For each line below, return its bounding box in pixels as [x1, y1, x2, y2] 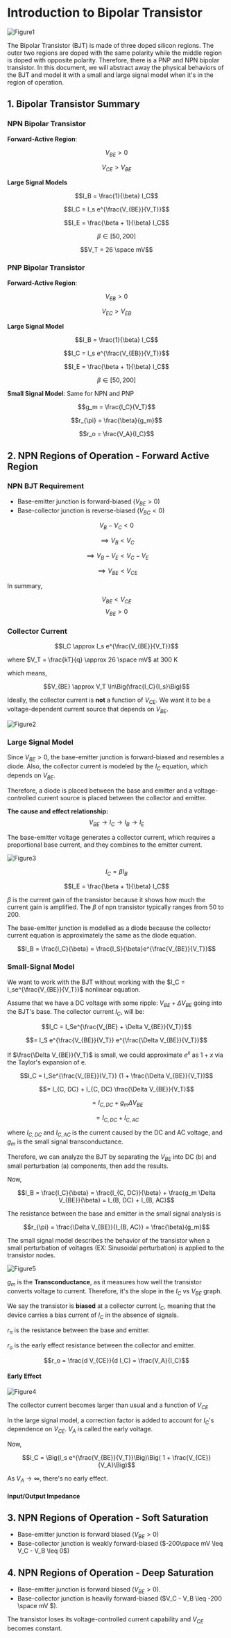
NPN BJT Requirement [7, 481, 85, 491]
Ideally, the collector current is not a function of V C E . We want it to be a [7, 696, 212, 706]
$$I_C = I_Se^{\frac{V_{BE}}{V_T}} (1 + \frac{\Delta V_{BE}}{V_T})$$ [19, 1071, 214, 1080]
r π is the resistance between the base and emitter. [7, 1326, 151, 1336]
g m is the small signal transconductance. [7, 1137, 123, 1148]
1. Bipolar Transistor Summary [7, 98, 140, 110]
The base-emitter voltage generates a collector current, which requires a [7, 833, 216, 841]
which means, [7, 669, 47, 678]
